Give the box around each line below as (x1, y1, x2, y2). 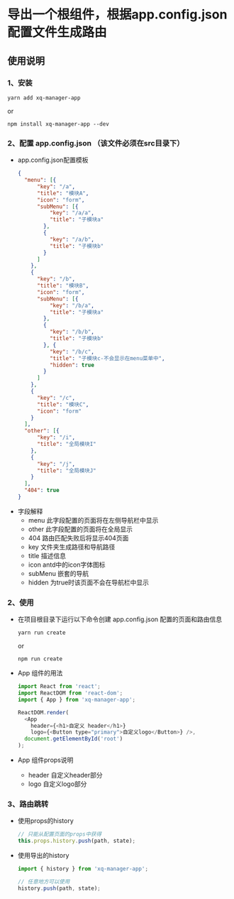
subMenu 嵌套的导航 (28, 569, 89, 577)
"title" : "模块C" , (36, 401, 89, 408)
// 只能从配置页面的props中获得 (17, 831, 101, 838)
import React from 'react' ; (17, 683, 101, 690)
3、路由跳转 (7, 800, 49, 810)
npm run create (17, 655, 63, 663)
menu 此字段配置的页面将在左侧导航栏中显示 (28, 516, 159, 524)
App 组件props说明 (17, 756, 74, 764)
